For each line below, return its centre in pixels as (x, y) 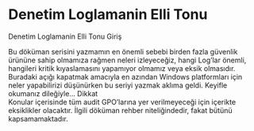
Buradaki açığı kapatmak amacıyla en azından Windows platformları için (125, 77)
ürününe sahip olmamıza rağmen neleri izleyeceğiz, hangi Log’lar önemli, (127, 60)
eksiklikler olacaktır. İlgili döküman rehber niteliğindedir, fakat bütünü (120, 110)
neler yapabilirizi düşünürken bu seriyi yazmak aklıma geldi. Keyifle (118, 85)
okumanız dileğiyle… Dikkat (53, 93)
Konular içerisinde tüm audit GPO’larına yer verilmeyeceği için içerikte (122, 102)
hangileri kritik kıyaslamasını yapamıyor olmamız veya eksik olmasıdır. (122, 68)
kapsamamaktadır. (38, 118)
